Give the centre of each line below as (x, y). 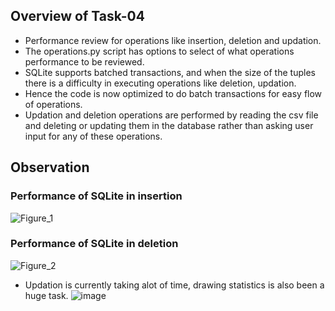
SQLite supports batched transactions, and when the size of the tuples (170, 72)
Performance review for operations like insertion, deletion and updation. (173, 40)
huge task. (46, 295)
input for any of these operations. (93, 136)
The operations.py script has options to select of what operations (159, 51)
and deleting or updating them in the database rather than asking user (169, 125)
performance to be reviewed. (84, 61)
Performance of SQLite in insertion (96, 196)
